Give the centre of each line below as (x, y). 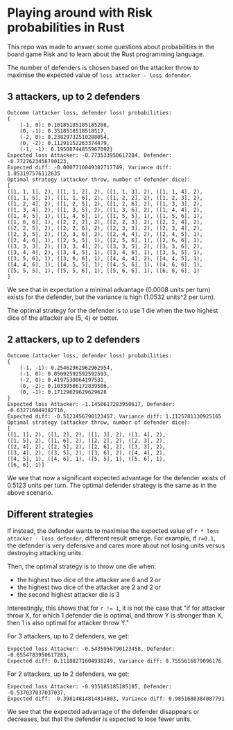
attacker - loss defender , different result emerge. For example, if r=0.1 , (112, 538)
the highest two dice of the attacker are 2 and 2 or (89, 587)
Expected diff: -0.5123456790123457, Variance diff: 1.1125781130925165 (114, 416)
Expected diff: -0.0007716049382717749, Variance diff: (89, 167)
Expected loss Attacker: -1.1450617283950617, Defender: (91, 404)
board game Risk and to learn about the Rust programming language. (106, 54)
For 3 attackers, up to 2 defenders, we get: (68, 636)
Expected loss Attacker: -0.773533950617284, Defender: (89, 155)
